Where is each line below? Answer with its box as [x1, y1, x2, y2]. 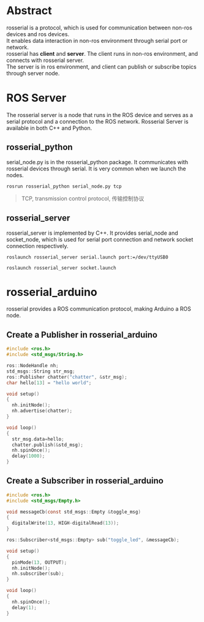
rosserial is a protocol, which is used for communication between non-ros [6, 24, 193, 31]
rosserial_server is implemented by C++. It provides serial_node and [6, 229, 178, 237]
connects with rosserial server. [6, 56, 85, 64]
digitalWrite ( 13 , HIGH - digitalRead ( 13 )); [12, 520, 119, 526]
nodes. [6, 171, 24, 178]
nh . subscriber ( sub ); [12, 571, 64, 577]
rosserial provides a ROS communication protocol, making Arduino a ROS [6, 305, 191, 313]
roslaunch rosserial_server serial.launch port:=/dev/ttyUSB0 [6, 254, 168, 260]
